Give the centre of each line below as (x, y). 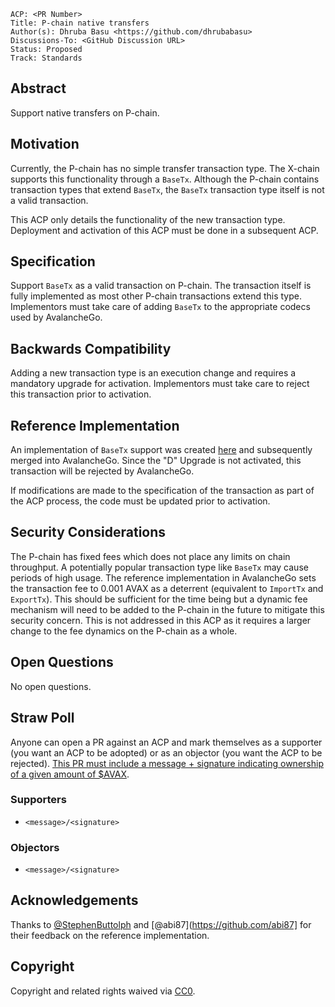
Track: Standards (46, 58)
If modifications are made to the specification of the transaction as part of (162, 491)
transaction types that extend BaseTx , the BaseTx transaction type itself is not (167, 189)
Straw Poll (42, 718)
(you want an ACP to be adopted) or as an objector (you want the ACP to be (166, 752)
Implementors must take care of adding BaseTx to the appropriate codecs (160, 307)
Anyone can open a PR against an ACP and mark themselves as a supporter (166, 742)
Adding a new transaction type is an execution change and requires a (153, 373)
